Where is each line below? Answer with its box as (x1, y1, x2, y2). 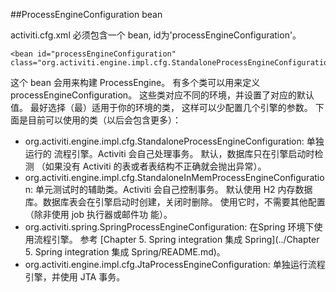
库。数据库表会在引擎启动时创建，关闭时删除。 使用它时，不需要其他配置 (24, 196, 326, 208)
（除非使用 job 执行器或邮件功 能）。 (24, 209, 173, 220)
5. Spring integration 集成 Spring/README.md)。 (24, 246, 226, 258)
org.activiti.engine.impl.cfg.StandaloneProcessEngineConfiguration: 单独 (24, 135, 325, 147)
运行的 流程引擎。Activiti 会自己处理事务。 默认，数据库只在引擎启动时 (24, 148, 315, 159)
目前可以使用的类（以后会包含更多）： (27, 114, 182, 126)
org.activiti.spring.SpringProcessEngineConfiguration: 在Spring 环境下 (24, 221, 315, 233)
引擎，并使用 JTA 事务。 (24, 271, 126, 283)
